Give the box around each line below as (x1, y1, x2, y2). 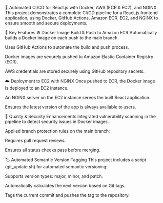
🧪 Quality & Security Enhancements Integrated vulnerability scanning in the (5, 114, 156, 119)
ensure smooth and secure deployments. (5, 20, 88, 26)
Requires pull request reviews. (5, 138, 66, 143)
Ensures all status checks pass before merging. (5, 147, 101, 153)
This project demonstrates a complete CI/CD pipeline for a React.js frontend (5, 10, 158, 16)
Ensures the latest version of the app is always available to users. (5, 104, 137, 110)
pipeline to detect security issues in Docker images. (5, 119, 109, 124)
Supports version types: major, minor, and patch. (5, 173, 103, 179)
